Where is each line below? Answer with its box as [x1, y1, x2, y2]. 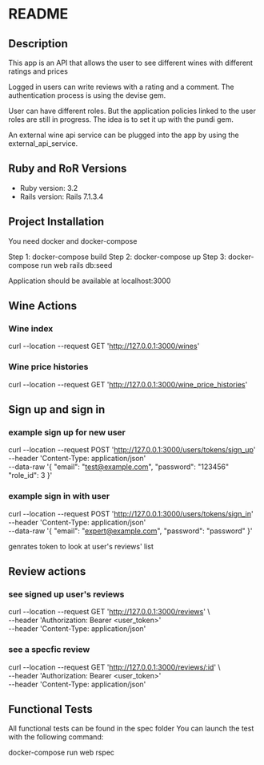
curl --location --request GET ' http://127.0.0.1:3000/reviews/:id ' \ [8, 662, 222, 672]
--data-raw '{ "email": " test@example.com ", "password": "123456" [8, 462, 230, 472]
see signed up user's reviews [8, 589, 125, 600]
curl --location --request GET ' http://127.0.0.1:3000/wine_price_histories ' [8, 379, 248, 389]
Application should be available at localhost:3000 [8, 276, 171, 285]
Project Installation [8, 215, 105, 229]
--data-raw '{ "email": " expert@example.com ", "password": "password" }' [8, 526, 253, 536]
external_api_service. [8, 139, 78, 148]
